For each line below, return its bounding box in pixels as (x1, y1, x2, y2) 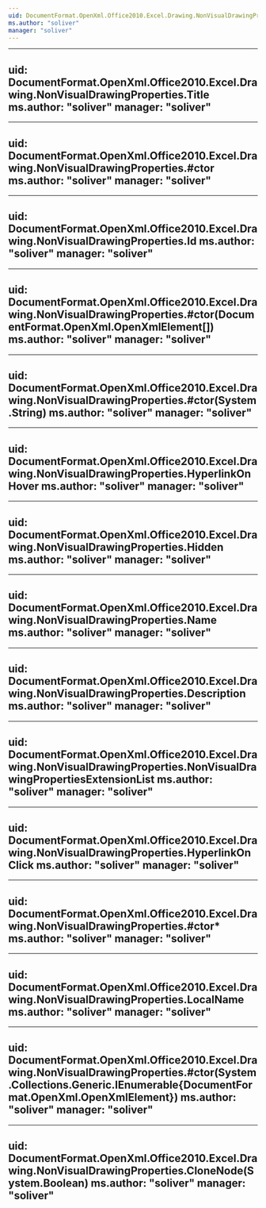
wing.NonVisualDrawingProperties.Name (8, 614, 218, 627)
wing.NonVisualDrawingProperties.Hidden (8, 541, 224, 554)
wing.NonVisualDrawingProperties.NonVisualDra (8, 760, 257, 774)
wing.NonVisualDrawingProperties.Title (8, 88, 210, 102)
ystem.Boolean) (8, 1176, 89, 1191)
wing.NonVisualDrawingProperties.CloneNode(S (8, 1164, 255, 1178)
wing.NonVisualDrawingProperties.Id (8, 235, 197, 248)
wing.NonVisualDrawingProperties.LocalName (8, 993, 245, 1006)
